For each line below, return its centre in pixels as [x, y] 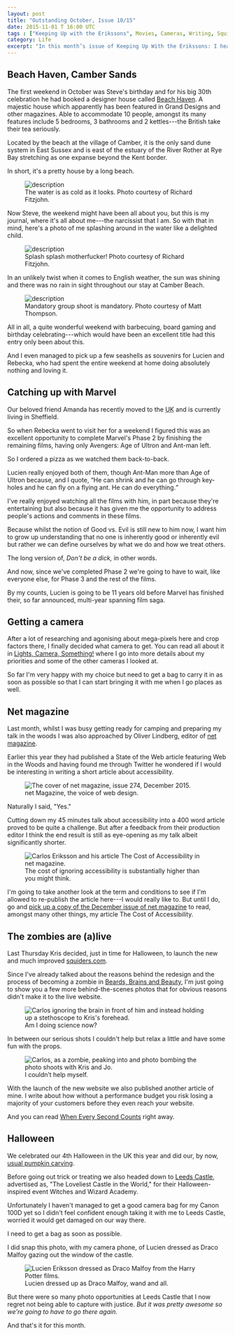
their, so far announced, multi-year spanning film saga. [86, 599]
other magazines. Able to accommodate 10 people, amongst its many [107, 114]
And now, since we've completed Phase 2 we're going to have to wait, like [114, 571]
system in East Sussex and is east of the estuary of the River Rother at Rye [115, 150]
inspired [19, 1191]
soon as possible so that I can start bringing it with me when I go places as [115, 682]
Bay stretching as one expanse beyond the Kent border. [87, 157]
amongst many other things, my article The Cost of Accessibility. [100, 914]
